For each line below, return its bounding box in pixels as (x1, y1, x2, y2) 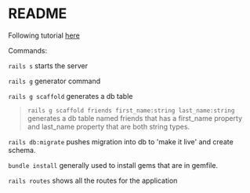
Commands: (8, 46, 48, 55)
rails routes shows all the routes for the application (8, 176, 178, 185)
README (8, 5, 67, 23)
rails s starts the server (8, 60, 89, 71)
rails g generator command (8, 76, 101, 86)
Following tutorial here (8, 31, 80, 40)
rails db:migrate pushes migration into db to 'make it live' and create (8, 137, 234, 146)
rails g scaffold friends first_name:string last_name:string (27, 107, 235, 115)
